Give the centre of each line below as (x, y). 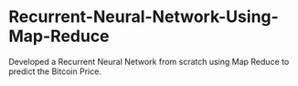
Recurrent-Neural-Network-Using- (144, 17)
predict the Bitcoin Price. (55, 71)
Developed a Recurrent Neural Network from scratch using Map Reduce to (149, 61)
